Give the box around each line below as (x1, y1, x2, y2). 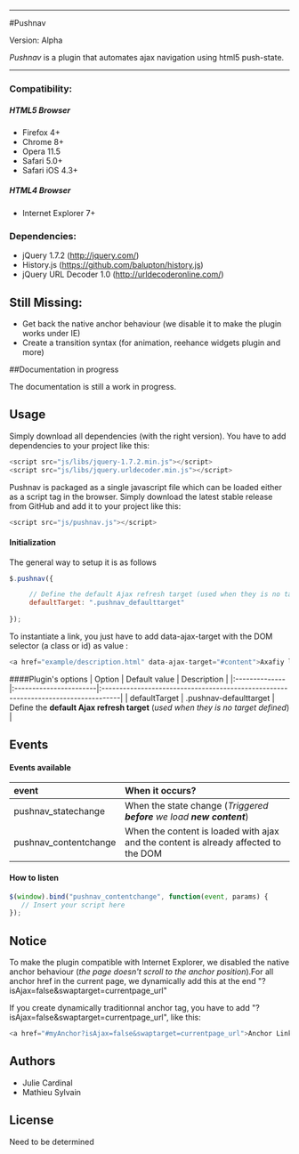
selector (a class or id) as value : (9, 640, 129, 650)
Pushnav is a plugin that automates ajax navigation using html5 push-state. (9, 52, 285, 62)
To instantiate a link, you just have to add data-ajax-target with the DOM (9, 631, 273, 642)
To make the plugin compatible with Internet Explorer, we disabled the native (9, 957, 290, 968)
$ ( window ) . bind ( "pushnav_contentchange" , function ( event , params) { (9, 892, 269, 901)
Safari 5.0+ (21, 155, 63, 165)
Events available (9, 762, 71, 772)
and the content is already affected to (124, 836, 282, 849)
